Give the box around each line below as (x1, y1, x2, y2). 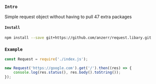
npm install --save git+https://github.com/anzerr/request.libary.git (4, 35, 152, 40)
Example (4, 47, 23, 53)
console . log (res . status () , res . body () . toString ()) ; (13, 70, 121, 75)
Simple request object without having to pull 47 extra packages (4, 14, 132, 20)
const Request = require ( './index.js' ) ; (4, 56, 89, 61)
